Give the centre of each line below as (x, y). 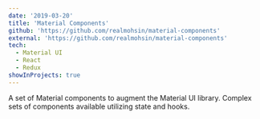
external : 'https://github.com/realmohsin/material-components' (118, 38)
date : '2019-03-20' (41, 16)
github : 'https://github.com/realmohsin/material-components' (114, 30)
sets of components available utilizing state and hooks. (99, 106)
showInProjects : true (45, 75)
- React (28, 61)
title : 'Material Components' (59, 23)
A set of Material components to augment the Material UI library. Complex (130, 97)
